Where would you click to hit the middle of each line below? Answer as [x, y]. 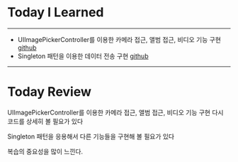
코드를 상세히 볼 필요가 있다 [45, 121]
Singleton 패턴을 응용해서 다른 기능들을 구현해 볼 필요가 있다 [91, 136]
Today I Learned [56, 12]
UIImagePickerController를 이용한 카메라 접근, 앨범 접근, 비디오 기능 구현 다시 [115, 112]
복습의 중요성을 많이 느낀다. [45, 151]
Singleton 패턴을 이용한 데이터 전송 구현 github [83, 56]
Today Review [50, 92]
